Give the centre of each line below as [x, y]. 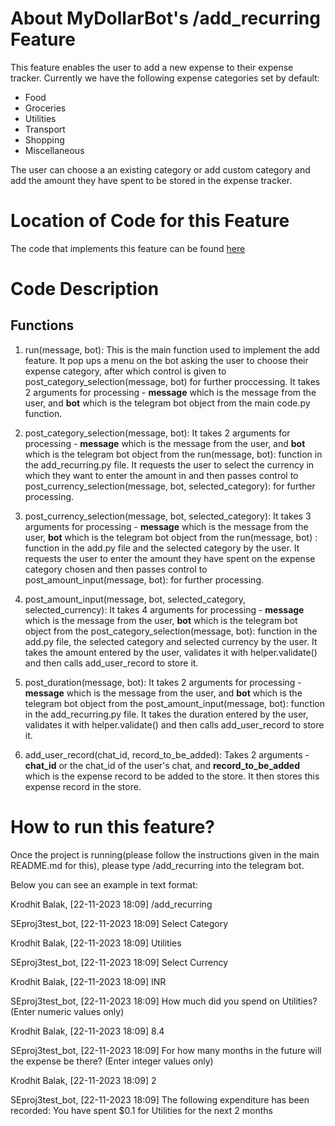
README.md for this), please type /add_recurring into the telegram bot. [157, 865]
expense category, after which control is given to [125, 371]
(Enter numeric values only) [67, 1011]
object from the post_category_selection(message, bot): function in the [171, 631]
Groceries [45, 108]
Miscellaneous [54, 150]
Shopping [44, 139]
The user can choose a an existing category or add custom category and [160, 169]
